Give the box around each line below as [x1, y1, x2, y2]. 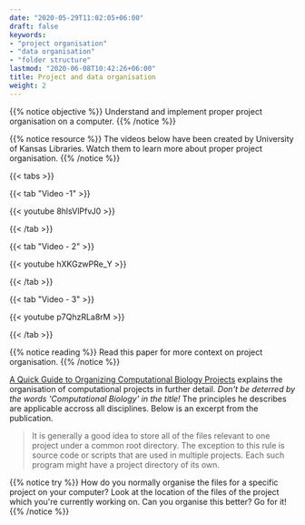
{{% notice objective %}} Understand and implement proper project [9, 106, 263, 116]
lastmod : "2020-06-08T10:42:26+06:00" [9, 65, 156, 74]
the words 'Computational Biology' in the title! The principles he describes [9, 393, 288, 404]
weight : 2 [9, 81, 47, 90]
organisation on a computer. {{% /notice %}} [9, 116, 177, 126]
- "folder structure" [9, 56, 92, 65]
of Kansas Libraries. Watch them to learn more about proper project [9, 143, 263, 154]
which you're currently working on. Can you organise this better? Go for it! [9, 496, 288, 507]
